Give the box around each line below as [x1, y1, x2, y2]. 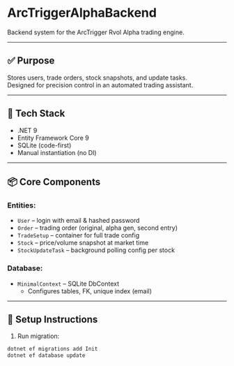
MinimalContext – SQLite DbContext [17, 279, 120, 288]
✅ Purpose [7, 54, 55, 67]
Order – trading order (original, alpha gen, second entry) [17, 224, 178, 232]
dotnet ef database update [7, 352, 86, 359]
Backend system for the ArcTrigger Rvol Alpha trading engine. [7, 28, 185, 36]
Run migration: [17, 332, 60, 340]
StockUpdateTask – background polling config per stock [17, 246, 175, 254]
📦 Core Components [7, 176, 101, 188]
